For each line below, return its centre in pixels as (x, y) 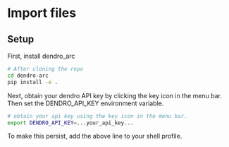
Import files (42, 13)
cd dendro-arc (28, 76)
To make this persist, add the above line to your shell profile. (95, 136)
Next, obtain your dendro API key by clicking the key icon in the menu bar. (114, 95)
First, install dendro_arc (41, 56)
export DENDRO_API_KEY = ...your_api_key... (70, 123)
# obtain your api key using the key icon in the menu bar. (98, 116)
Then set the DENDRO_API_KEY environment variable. (86, 103)
